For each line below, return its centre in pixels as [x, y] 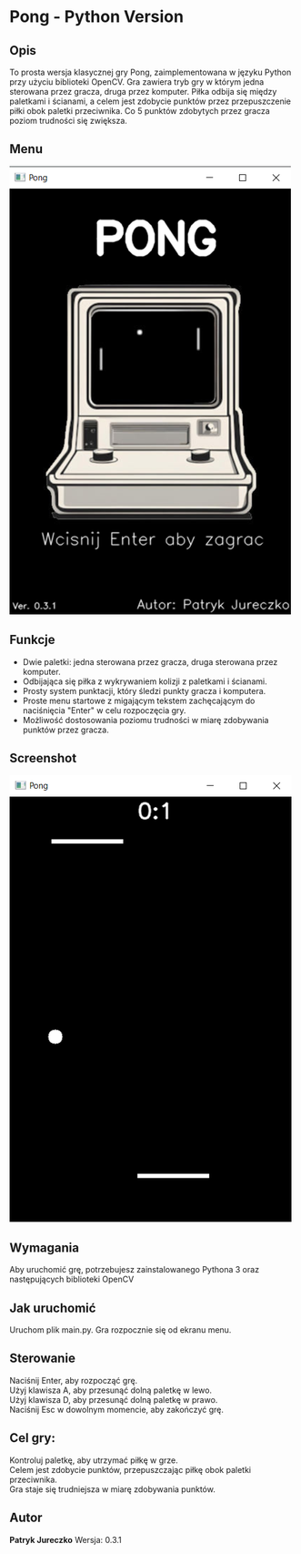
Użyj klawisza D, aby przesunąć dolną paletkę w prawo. [114, 1399]
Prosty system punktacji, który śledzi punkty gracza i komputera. [144, 690]
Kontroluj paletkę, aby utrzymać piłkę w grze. [94, 1460]
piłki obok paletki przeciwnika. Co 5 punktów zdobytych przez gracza [140, 111]
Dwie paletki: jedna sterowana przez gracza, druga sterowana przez [150, 661]
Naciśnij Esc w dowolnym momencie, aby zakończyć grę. [117, 1409]
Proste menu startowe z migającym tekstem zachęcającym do [139, 700]
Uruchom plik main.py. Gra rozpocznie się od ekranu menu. [120, 1330]
